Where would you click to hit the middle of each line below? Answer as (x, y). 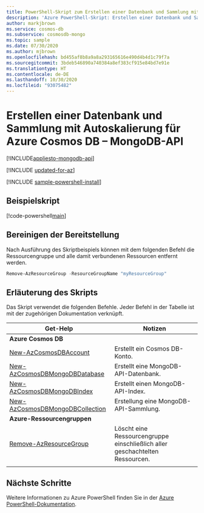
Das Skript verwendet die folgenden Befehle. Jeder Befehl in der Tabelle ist (100, 307)
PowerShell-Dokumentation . (42, 504)
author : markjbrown (31, 23)
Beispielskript (33, 201)
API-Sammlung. (138, 409)
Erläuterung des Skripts (52, 292)
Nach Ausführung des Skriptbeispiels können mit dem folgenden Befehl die (100, 250)
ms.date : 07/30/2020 (32, 46)
